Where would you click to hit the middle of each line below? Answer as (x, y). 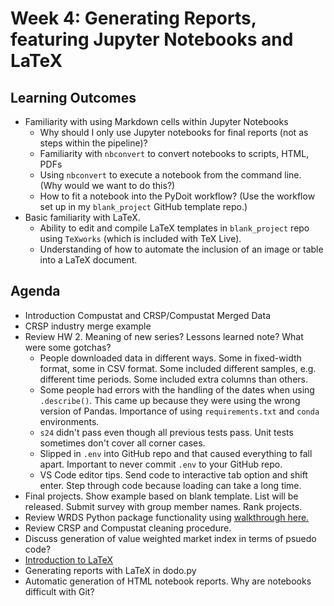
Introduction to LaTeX (69, 559)
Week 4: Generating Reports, (133, 18)
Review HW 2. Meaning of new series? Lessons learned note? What (164, 336)
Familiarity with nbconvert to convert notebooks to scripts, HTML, (174, 153)
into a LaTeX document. (88, 260)
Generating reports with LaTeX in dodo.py (110, 570)
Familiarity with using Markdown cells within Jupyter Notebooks (156, 121)
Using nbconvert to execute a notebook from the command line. (170, 175)
